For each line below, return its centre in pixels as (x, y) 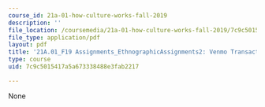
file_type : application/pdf (54, 37)
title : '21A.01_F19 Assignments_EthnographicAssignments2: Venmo (118, 52)
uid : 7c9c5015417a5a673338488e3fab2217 (74, 67)
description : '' (35, 23)
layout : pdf (28, 45)
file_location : (33, 30)
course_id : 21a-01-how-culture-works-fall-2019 (88, 15)
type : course (30, 60)
